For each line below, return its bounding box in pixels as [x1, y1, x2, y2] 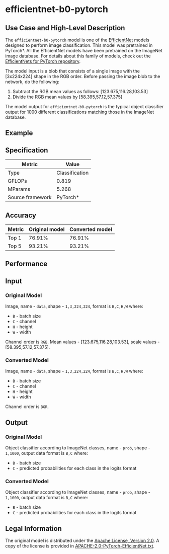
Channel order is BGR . [5, 404, 49, 410]
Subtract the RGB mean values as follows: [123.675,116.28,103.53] [12, 89, 148, 94]
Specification [5, 146, 48, 154]
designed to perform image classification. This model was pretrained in [5, 42, 153, 48]
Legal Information [5, 524, 62, 533]
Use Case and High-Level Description [5, 24, 125, 32]
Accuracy [5, 211, 37, 219]
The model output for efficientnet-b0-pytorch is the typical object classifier [5, 104, 164, 109]
